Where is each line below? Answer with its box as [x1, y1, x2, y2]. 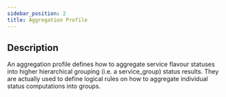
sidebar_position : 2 [7, 10, 67, 17]
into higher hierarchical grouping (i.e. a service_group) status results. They [7, 67, 219, 76]
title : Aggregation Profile [7, 17, 88, 23]
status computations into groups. [7, 82, 101, 90]
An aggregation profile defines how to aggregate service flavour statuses [7, 60, 215, 69]
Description [7, 42, 59, 54]
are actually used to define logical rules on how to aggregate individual [7, 75, 208, 83]
